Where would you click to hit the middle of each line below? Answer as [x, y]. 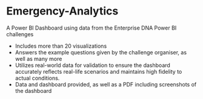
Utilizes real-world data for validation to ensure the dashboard [93, 65]
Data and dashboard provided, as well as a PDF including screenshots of [106, 84]
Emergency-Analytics [62, 11]
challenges [20, 34]
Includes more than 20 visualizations [61, 46]
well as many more [38, 59]
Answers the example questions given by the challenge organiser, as [101, 52]
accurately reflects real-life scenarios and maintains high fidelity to [98, 71]
